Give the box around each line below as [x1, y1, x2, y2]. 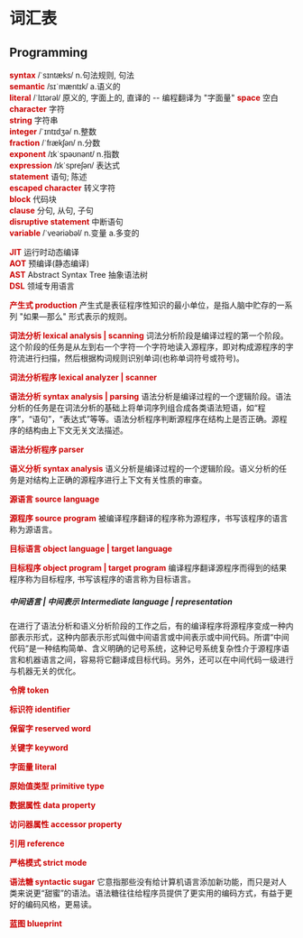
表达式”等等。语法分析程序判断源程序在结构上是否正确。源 [62, 414, 280, 424]
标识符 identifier [9, 703, 70, 714]
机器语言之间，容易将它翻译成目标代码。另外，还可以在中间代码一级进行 [24, 654, 294, 665]
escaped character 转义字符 [9, 182, 115, 193]
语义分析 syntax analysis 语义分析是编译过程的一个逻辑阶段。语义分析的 [9, 464, 280, 474]
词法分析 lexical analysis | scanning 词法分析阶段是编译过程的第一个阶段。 [9, 330, 289, 341]
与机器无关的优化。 [9, 665, 81, 676]
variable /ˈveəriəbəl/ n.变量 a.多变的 [9, 227, 140, 238]
